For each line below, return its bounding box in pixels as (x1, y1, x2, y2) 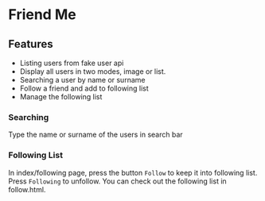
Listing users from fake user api (19, 58, 124, 68)
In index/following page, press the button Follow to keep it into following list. (8, 168, 258, 177)
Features (8, 37, 53, 51)
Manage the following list (19, 92, 103, 101)
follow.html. (8, 184, 46, 194)
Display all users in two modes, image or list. (19, 67, 166, 76)
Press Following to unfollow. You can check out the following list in (8, 176, 227, 186)
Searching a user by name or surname (19, 75, 146, 84)
